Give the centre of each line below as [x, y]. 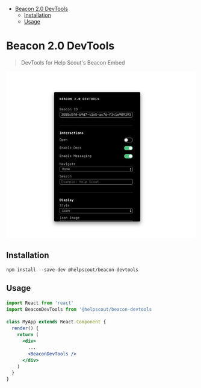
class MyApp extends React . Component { [56, 322]
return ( [28, 335]
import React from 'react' [40, 303]
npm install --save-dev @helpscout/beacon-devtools [72, 270]
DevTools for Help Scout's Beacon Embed [73, 62]
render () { [25, 328]
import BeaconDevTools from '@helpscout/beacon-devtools [79, 309]
